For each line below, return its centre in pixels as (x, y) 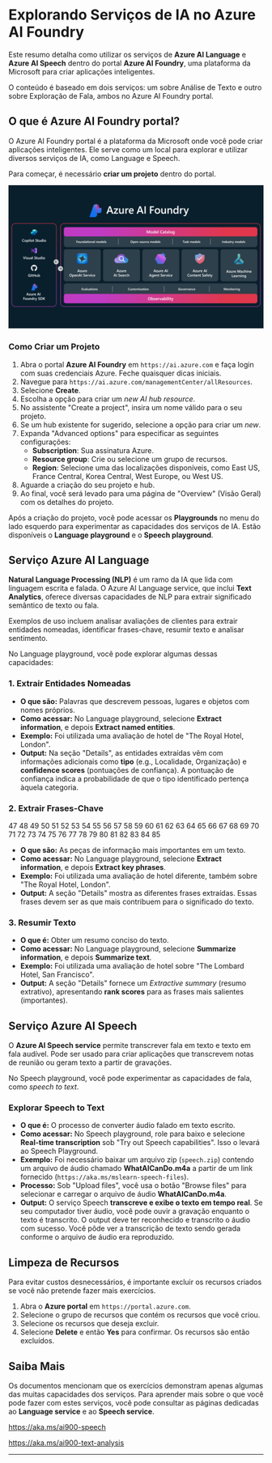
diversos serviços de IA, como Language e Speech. (94, 158)
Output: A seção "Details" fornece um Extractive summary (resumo (133, 983)
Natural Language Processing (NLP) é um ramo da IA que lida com (121, 579)
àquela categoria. (49, 787)
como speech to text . (44, 1087)
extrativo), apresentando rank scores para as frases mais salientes (132, 992)
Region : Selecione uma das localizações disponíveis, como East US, (146, 468)
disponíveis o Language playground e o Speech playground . (111, 535)
